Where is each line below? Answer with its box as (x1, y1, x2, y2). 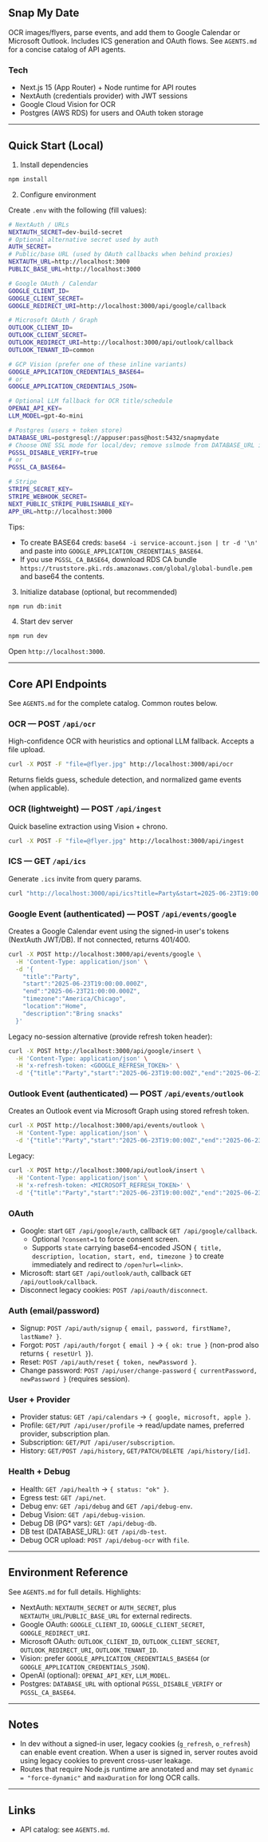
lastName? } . (19, 1332, 62, 1341)
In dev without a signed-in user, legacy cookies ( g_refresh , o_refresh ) (19, 1739, 251, 1749)
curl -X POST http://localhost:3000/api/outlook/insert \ (8, 1167, 205, 1175)
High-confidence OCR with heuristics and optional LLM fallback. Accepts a (8, 736, 254, 746)
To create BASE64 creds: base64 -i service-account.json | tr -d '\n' (19, 537, 258, 547)
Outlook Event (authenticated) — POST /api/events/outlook (8, 1088, 244, 1099)
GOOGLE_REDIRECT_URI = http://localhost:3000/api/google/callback (8, 302, 227, 310)
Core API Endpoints (8, 677, 108, 691)
